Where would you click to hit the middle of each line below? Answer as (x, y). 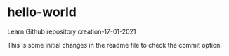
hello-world (42, 12)
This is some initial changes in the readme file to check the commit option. (115, 45)
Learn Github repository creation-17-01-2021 (72, 31)
